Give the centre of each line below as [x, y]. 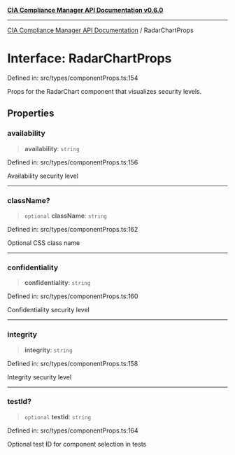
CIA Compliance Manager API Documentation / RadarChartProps [100, 30]
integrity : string [48, 350]
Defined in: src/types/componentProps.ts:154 [73, 78]
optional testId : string [58, 416]
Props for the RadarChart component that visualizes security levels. [105, 91]
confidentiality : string [57, 283]
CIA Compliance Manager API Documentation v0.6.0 [85, 10]
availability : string [52, 148]
